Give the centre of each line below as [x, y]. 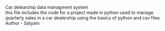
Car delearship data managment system [47, 7]
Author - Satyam [22, 23]
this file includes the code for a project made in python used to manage [79, 12]
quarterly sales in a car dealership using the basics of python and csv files [82, 18]
